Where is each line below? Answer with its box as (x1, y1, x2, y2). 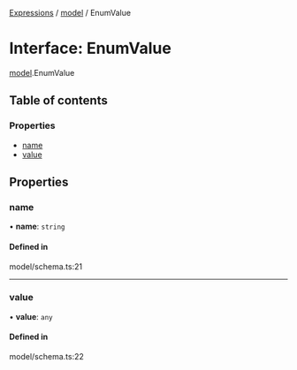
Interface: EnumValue (9, 39, 172, 58)
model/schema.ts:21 (9, 261, 82, 272)
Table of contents (9, 93, 108, 109)
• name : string (9, 221, 65, 232)
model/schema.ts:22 (9, 351, 84, 362)
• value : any (9, 311, 53, 321)
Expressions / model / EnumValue (9, 8, 131, 18)
